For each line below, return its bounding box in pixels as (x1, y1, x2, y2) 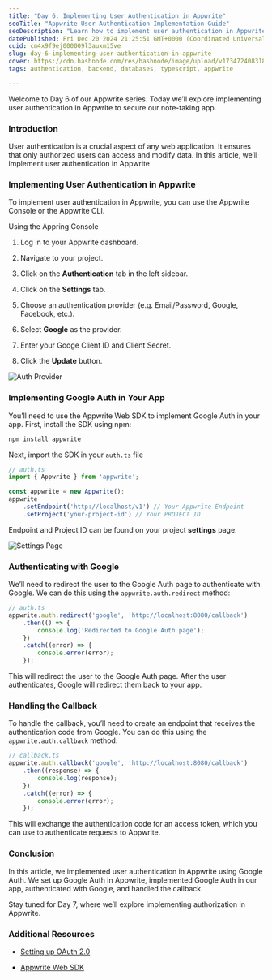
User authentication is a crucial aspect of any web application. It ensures (8, 141, 251, 151)
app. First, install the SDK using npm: (8, 419, 132, 429)
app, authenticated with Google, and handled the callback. (8, 883, 204, 893)
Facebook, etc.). (19, 309, 75, 319)
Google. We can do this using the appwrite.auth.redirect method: (8, 588, 231, 598)
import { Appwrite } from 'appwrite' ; (8, 473, 139, 481)
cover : (8, 58, 31, 66)
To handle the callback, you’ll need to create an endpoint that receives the (8, 719, 256, 728)
